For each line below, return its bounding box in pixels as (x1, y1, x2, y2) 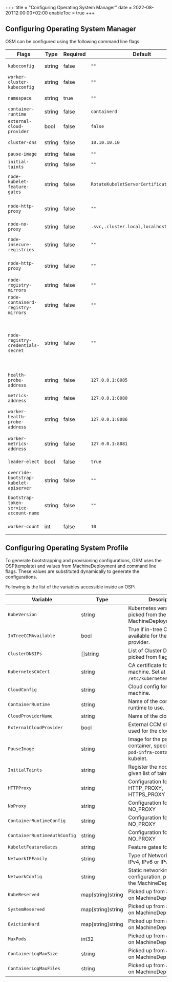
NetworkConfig (8, 874, 42, 879)
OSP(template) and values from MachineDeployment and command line (5, 563, 157, 569)
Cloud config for (128, 683, 167, 690)
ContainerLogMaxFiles (8, 966, 60, 971)
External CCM (128, 720, 162, 728)
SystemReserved (8, 906, 45, 912)
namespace (8, 95, 32, 101)
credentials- (8, 342, 40, 348)
